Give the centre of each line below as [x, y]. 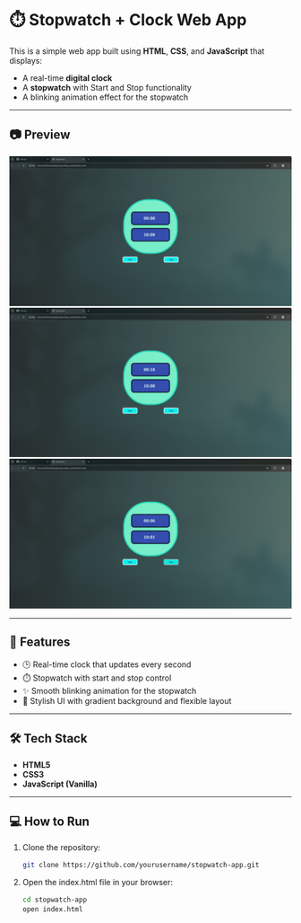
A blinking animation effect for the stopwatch [105, 97]
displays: [26, 60]
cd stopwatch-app [55, 900]
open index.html [52, 910]
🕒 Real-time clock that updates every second [107, 664]
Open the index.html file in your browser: [97, 883]
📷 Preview [40, 135]
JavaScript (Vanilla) [60, 784]
